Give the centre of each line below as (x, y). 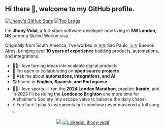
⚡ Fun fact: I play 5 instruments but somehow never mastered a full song (86, 104)
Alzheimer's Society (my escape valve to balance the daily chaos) (79, 99)
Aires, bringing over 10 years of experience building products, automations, (82, 51)
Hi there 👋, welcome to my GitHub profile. (70, 9)
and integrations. (22, 56)
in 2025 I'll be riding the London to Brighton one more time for (76, 94)
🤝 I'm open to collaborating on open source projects (66, 71)
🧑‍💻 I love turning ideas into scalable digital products (65, 65)
